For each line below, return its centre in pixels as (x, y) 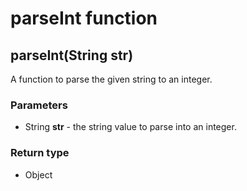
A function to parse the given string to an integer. (111, 79)
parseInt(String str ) (72, 55)
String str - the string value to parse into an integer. (130, 127)
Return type (40, 153)
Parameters (39, 105)
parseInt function (84, 18)
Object (38, 174)
